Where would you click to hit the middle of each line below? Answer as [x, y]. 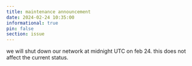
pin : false [20, 28]
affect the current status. [37, 58]
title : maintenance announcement [49, 12]
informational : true [33, 23]
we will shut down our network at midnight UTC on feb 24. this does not [96, 51]
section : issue [26, 34]
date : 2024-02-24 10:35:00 [40, 17]
